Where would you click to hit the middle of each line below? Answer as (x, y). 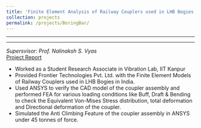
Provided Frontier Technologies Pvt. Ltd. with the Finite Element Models (103, 75)
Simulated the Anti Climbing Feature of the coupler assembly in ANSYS (102, 114)
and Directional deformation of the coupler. (68, 107)
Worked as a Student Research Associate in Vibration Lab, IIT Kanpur (100, 69)
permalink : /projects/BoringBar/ (48, 23)
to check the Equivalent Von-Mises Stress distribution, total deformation (103, 101)
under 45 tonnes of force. (47, 120)
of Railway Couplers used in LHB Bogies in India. (75, 82)
